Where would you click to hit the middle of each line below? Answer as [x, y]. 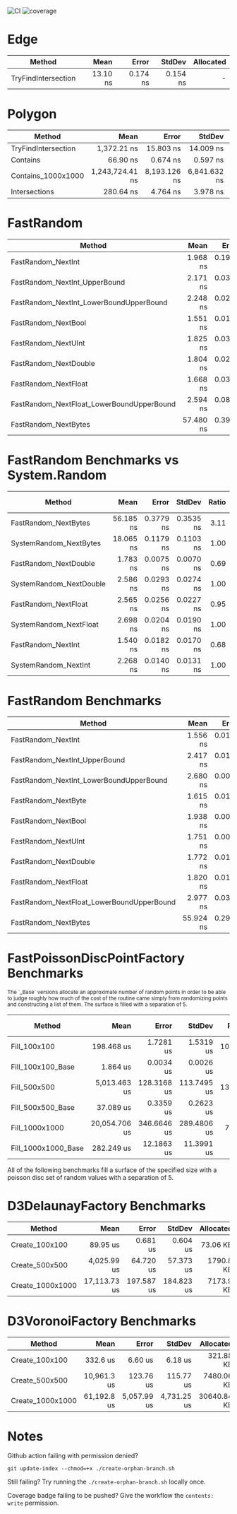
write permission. [33, 1503]
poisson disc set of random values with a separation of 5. [91, 1177]
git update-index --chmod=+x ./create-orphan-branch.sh [91, 1469]
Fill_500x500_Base [43, 1107]
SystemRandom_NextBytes [56, 543]
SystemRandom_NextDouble [58, 584]
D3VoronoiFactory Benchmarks [102, 1321]
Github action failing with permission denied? [73, 1456]
